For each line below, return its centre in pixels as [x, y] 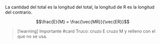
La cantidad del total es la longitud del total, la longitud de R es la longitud [80, 7]
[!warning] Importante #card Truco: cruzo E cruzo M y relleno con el [86, 31]
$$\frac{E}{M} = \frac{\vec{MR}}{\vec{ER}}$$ [83, 22]
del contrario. [19, 12]
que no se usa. [32, 36]
